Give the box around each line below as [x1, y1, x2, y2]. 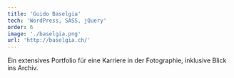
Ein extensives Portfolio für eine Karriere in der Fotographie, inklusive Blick [7, 56, 227, 65]
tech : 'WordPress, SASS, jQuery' [7, 17, 107, 24]
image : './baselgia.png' [7, 30, 81, 38]
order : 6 [7, 23, 34, 30]
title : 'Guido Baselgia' [7, 10, 81, 18]
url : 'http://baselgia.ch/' [7, 37, 91, 44]
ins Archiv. [7, 64, 39, 72]
